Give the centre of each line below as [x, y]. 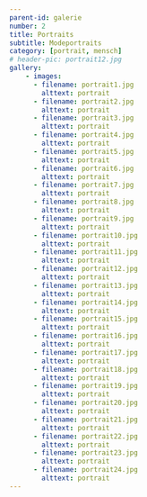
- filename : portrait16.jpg [86, 336]
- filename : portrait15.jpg [86, 319]
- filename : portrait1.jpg [83, 85]
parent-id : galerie [46, 18]
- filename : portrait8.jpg [83, 202]
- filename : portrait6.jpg [83, 168]
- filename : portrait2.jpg [83, 101]
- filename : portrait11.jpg [86, 252]
